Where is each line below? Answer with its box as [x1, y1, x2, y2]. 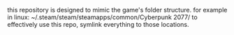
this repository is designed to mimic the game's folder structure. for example [7, 6, 228, 14]
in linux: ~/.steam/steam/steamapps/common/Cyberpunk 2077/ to [7, 13, 198, 21]
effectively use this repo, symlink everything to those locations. [7, 21, 190, 28]
